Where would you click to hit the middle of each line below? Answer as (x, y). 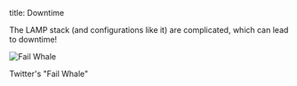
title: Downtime (37, 13)
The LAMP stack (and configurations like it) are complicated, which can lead (149, 30)
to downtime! (33, 39)
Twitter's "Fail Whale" (49, 74)
